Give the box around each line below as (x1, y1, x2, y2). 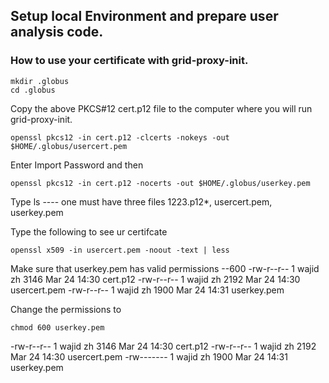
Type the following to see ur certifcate (10, 225, 168, 238)
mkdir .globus (10, 76, 70, 86)
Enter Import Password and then (10, 159, 144, 171)
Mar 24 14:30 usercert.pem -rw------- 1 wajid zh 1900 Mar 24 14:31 (10, 350, 288, 363)
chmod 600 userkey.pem (10, 322, 105, 333)
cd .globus (10, 85, 56, 95)
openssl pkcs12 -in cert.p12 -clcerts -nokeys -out (10, 132, 230, 143)
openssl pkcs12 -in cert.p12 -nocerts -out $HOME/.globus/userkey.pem (10, 178, 311, 188)
